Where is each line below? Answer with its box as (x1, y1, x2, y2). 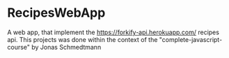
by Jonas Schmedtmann (31, 43, 102, 51)
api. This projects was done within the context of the (7, 35, 158, 43)
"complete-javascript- (159, 35, 223, 43)
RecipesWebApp (7, 5, 106, 21)
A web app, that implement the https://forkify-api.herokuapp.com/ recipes (7, 28, 219, 36)
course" (7, 43, 30, 51)
